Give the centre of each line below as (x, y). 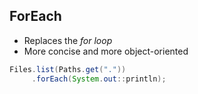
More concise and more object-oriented (106, 51)
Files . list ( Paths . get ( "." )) (68, 69)
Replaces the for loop (68, 40)
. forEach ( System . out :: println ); (99, 79)
